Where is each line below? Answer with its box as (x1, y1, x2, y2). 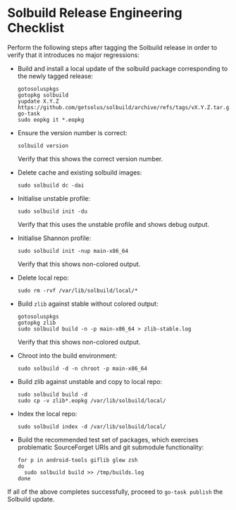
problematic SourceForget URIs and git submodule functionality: (17, 442, 204, 452)
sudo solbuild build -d (17, 391, 88, 398)
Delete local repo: (17, 273, 69, 282)
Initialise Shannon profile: (17, 234, 92, 242)
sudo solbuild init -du (17, 208, 88, 215)
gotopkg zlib (17, 319, 56, 326)
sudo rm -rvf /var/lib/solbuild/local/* (17, 287, 138, 294)
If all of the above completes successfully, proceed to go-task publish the (7, 487, 223, 496)
